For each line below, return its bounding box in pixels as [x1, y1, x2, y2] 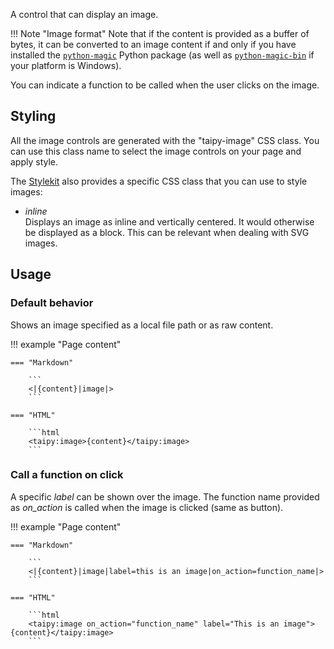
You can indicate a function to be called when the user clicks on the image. [10, 79, 320, 91]
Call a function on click [10, 468, 124, 482]
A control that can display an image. [10, 9, 159, 20]
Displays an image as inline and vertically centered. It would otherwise [24, 215, 315, 228]
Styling [10, 108, 57, 125]
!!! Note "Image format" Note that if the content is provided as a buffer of [10, 28, 310, 39]
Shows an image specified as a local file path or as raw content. [10, 319, 274, 331]
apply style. [10, 155, 59, 168]
